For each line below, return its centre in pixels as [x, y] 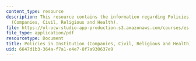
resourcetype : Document [35, 38]
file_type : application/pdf [40, 33]
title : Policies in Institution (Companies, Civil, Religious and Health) [99, 44]
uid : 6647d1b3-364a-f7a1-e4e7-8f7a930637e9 [60, 49]
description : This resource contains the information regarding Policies [98, 17]
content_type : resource [35, 11]
